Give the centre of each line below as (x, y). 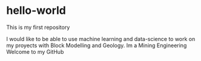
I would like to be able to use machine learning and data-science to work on (101, 39)
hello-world (36, 11)
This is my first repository (38, 27)
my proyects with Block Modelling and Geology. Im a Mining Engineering (97, 45)
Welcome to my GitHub (35, 51)
